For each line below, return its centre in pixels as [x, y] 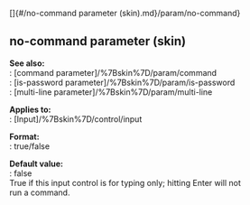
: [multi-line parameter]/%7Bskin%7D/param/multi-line [111, 92]
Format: [24, 136]
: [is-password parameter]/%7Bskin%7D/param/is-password [122, 82]
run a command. [40, 192]
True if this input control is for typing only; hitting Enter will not [125, 182]
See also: [27, 63]
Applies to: [30, 109]
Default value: [36, 163]
